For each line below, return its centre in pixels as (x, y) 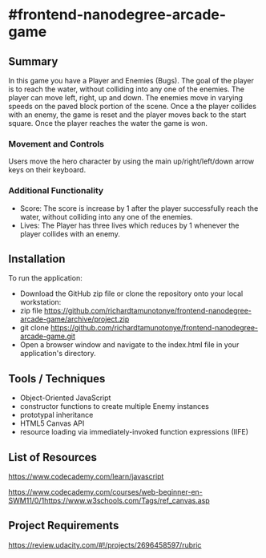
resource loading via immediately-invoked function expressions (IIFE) (134, 432)
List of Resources (53, 457)
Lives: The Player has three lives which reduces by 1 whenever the (129, 225)
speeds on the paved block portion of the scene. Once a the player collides (132, 106)
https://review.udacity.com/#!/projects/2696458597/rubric (105, 545)
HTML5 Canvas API (52, 423)
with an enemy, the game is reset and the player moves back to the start (127, 115)
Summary (33, 61)
